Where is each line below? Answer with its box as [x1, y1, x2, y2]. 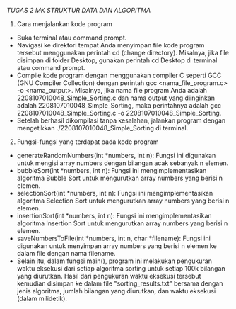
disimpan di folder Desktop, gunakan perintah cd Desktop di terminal [16, 56, 218, 64]
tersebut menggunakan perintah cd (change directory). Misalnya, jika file [16, 49, 229, 57]
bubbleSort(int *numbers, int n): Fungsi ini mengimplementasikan [16, 167, 207, 174]
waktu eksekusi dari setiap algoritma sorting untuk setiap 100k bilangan [16, 264, 225, 272]
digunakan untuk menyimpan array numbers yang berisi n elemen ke [16, 242, 217, 250]
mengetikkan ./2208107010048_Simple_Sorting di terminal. [16, 124, 189, 132]
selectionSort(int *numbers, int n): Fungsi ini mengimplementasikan [16, 189, 213, 197]
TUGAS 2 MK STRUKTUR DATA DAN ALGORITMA [6, 6, 151, 14]
